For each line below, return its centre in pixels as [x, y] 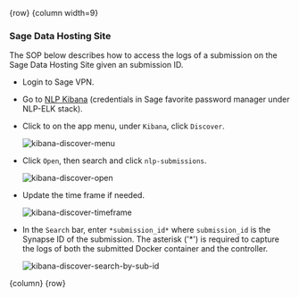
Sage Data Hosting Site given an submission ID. [96, 65]
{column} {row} [37, 284]
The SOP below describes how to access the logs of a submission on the [144, 55]
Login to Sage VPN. [58, 82]
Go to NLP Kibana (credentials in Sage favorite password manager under [156, 99]
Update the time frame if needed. [83, 195]
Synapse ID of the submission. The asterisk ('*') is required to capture [150, 239]
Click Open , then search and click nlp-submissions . [114, 161]
